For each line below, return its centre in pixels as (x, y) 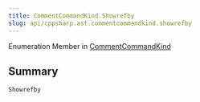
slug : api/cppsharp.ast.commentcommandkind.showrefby (100, 23)
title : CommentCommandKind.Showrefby (71, 16)
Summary (33, 71)
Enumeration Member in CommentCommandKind (90, 46)
